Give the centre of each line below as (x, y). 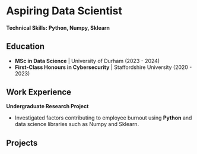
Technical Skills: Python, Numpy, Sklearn (58, 27)
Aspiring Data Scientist (64, 11)
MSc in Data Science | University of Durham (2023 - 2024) (87, 61)
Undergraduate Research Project (47, 106)
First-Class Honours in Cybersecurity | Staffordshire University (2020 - (103, 67)
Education (26, 47)
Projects (22, 143)
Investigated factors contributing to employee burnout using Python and (103, 118)
